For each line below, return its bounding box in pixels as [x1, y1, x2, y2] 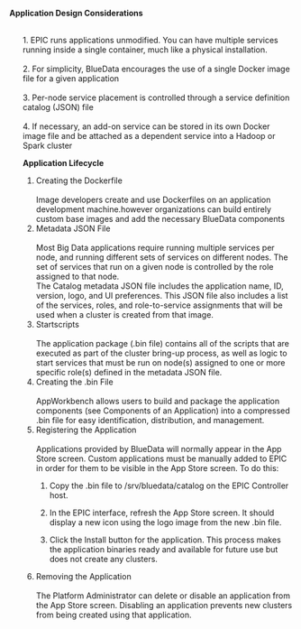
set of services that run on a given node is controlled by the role [35, 262, 274, 272]
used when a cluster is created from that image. [35, 310, 214, 319]
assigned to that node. [35, 271, 120, 282]
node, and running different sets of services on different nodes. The [35, 252, 288, 263]
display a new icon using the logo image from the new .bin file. [49, 517, 282, 527]
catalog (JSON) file [22, 102, 95, 112]
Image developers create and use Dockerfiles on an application [35, 194, 271, 205]
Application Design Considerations [9, 8, 143, 18]
